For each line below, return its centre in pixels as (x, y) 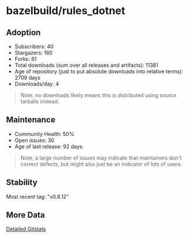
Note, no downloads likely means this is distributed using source (98, 95)
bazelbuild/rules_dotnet (66, 11)
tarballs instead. (40, 101)
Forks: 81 (26, 59)
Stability (22, 183)
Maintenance (31, 120)
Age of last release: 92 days (48, 146)
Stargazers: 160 (33, 53)
